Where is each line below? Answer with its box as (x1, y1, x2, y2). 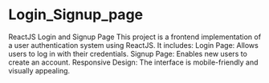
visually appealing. (8, 65, 71, 75)
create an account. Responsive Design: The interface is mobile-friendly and (8, 57, 259, 67)
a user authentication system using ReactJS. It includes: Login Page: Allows (8, 40, 259, 49)
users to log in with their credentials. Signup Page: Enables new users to (8, 49, 247, 58)
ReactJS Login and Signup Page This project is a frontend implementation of (8, 32, 262, 41)
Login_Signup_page (8, 6, 143, 24)
